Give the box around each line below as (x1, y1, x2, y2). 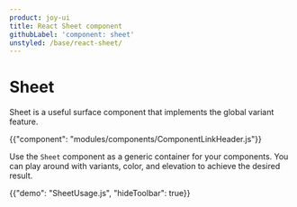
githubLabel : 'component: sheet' (9, 30, 135, 39)
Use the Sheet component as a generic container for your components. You (9, 151, 289, 162)
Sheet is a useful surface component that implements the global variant (9, 107, 274, 118)
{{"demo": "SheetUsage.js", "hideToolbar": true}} (9, 188, 191, 199)
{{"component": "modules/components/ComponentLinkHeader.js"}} (9, 134, 263, 145)
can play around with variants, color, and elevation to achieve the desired (9, 161, 281, 172)
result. (9, 170, 33, 181)
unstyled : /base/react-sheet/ (9, 38, 123, 48)
